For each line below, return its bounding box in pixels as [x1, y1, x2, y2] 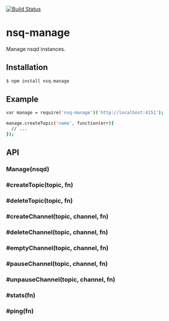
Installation [6, 62, 48, 73]
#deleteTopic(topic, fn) [6, 197, 73, 205]
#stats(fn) [6, 291, 36, 299]
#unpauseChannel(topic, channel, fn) [6, 275, 116, 283]
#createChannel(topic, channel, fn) [6, 212, 109, 221]
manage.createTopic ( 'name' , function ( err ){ [6, 120, 114, 126]
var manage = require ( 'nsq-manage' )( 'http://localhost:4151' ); [6, 110, 164, 116]
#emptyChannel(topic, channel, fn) [6, 244, 109, 252]
